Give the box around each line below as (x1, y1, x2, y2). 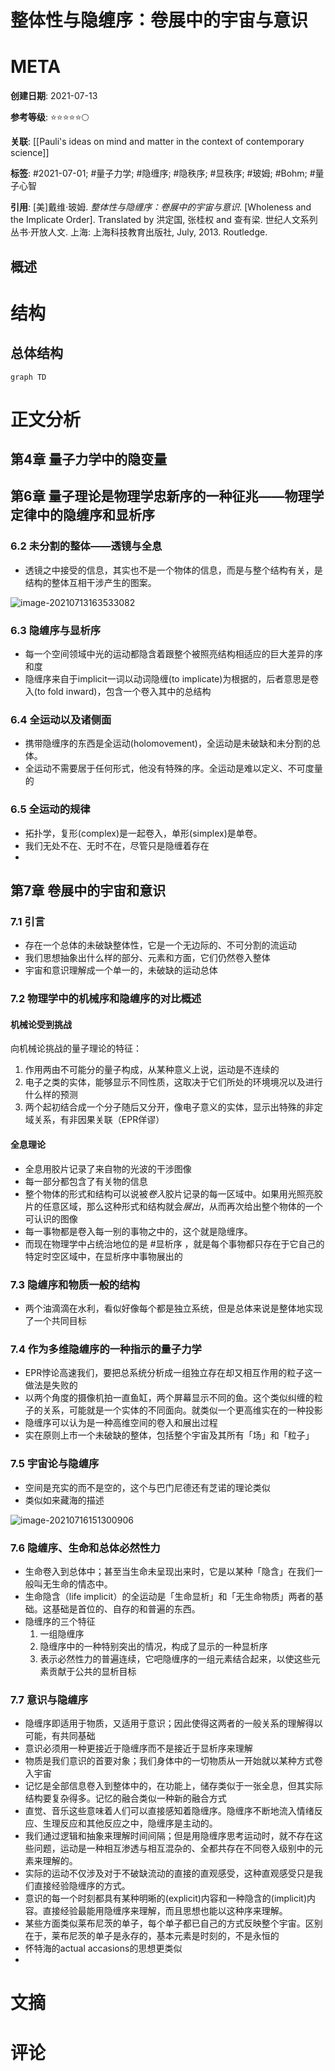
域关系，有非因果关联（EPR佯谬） (24, 1114, 165, 1126)
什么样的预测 (24, 1089, 78, 1101)
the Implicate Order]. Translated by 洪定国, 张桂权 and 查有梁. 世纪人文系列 (10, 214, 318, 226)
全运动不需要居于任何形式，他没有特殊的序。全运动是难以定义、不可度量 (24, 762, 323, 775)
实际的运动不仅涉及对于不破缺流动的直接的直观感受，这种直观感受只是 (24, 1867, 315, 1880)
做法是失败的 (24, 1379, 78, 1391)
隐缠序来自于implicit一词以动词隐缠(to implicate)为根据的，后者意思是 (24, 673, 311, 685)
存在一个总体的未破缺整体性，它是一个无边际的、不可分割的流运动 (24, 939, 297, 951)
